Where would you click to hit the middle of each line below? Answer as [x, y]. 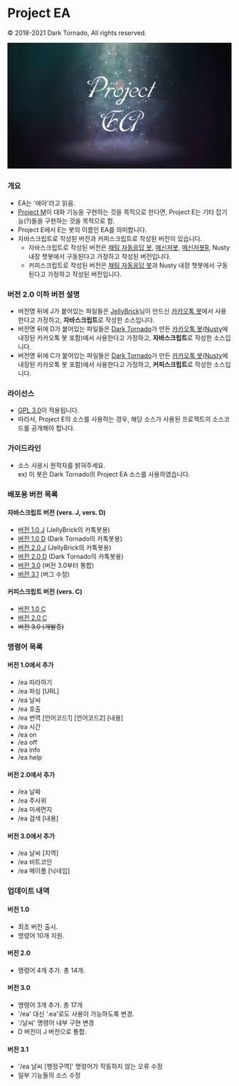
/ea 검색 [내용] [38, 819]
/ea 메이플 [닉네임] [44, 871]
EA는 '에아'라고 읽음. [47, 203]
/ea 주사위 [32, 801]
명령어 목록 [25, 646]
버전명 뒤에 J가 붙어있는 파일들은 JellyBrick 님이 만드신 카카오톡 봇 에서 [115, 312]
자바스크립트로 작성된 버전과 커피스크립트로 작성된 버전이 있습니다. [110, 238]
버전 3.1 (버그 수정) [43, 574]
